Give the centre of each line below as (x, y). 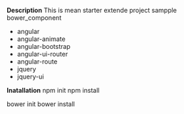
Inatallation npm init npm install (53, 90)
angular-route (37, 62)
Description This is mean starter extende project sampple (92, 10)
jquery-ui (30, 76)
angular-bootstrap (44, 46)
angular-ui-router (42, 54)
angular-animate (41, 39)
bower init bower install (41, 104)
